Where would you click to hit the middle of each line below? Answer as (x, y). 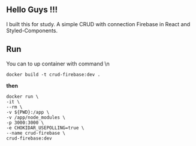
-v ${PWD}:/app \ (28, 112)
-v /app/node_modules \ (36, 117)
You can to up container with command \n (58, 63)
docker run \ (22, 97)
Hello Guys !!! (32, 10)
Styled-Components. (32, 30)
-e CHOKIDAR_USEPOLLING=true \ (45, 128)
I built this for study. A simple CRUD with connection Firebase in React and (98, 24)
